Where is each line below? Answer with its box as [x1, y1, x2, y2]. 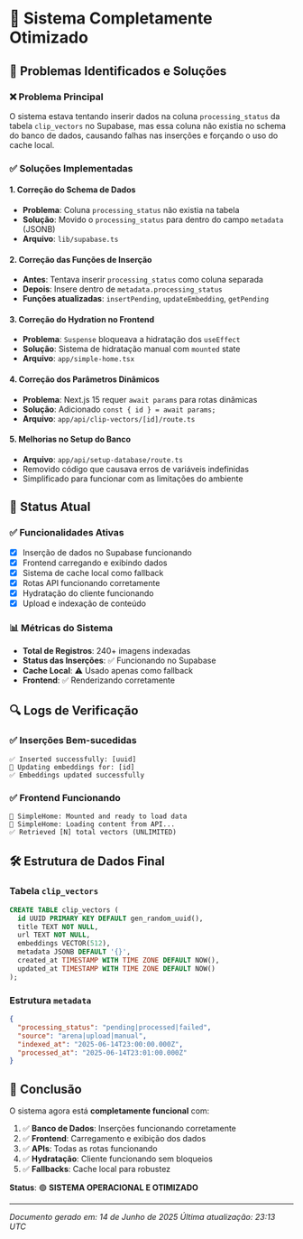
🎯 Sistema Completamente [9, 8, 214, 29]
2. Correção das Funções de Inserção [9, 254, 152, 265]
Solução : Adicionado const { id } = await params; [22, 404, 216, 415]
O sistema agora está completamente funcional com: [9, 1105, 210, 1116]
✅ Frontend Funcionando [9, 791, 122, 804]
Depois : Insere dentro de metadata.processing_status [22, 284, 223, 294]
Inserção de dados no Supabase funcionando [22, 546, 192, 558]
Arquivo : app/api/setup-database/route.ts [22, 453, 183, 464]
